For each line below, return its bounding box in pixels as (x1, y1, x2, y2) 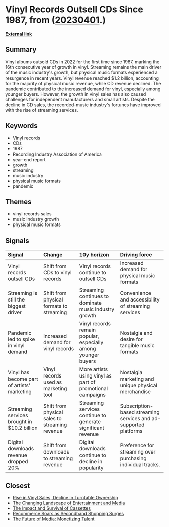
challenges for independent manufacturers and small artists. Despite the (5, 96, 155, 102)
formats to (43, 303, 68, 310)
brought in (8, 418, 32, 425)
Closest (5, 481, 30, 490)
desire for (120, 336, 143, 343)
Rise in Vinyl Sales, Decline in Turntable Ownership (12, 495, 118, 500)
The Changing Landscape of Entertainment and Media (12, 500, 125, 506)
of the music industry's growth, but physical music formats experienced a (5, 69, 158, 76)
